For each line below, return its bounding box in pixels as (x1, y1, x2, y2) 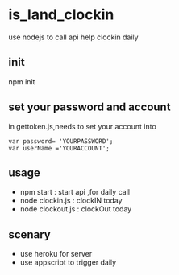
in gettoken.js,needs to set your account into (8, 121, 157, 131)
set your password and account (8, 101, 171, 114)
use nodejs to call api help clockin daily (8, 32, 139, 42)
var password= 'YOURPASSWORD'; (8, 137, 114, 146)
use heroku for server (19, 249, 93, 259)
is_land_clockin (8, 6, 114, 24)
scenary (8, 228, 51, 241)
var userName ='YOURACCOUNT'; (8, 144, 110, 152)
